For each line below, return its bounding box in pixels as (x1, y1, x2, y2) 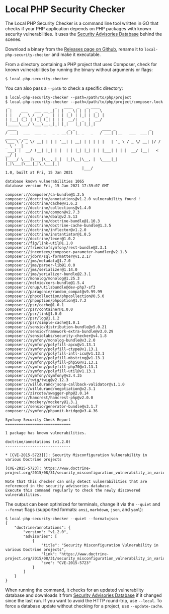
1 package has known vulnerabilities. (5, 430, 87, 435)
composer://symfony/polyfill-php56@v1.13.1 (5, 360, 98, 365)
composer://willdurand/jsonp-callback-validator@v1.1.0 (5, 382, 125, 387)
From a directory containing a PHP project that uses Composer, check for (5, 61, 157, 67)
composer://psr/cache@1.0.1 (5, 302, 64, 307)
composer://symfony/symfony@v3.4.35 (5, 373, 82, 378)
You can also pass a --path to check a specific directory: (5, 85, 123, 91)
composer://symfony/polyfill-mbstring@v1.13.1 (5, 355, 105, 360)
